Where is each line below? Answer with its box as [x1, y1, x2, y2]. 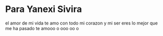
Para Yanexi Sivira [5, 3, 82, 15]
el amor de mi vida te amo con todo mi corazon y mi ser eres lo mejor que [5, 20, 158, 26]
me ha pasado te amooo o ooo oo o [5, 25, 79, 31]
